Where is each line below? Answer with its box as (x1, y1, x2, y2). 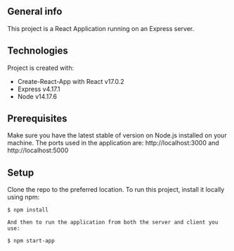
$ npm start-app (7, 238, 55, 245)
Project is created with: (7, 63, 74, 72)
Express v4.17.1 (17, 85, 60, 93)
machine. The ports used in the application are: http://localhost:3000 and (7, 139, 219, 147)
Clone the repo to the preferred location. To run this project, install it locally (7, 185, 225, 194)
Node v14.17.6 (17, 92, 58, 101)
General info (7, 6, 63, 18)
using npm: (7, 193, 40, 202)
